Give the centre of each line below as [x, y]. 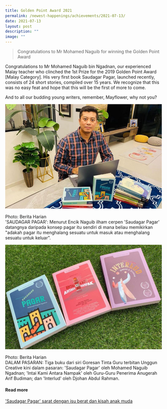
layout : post [19, 26]
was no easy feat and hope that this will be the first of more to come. [76, 88]
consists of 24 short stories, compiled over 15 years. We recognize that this [82, 82]
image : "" [15, 37]
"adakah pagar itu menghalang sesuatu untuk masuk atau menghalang [78, 233]
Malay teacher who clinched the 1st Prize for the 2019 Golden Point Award [81, 72]
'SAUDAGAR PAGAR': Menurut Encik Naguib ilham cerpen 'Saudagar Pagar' [83, 222]
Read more [17, 390]
